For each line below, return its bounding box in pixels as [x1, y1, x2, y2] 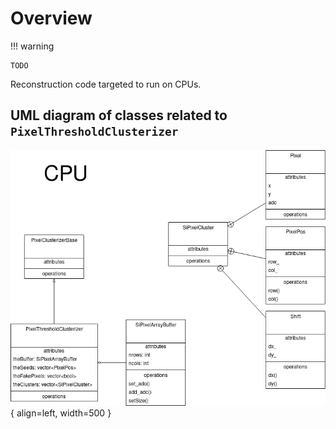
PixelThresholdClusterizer [10, 125, 179, 139]
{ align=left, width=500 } [10, 407, 112, 419]
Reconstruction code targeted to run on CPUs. [10, 78, 202, 90]
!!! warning [10, 40, 55, 52]
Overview [10, 7, 93, 30]
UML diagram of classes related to [10, 107, 228, 124]
